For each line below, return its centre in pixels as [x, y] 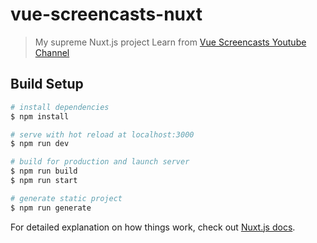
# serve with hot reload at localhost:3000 [102, 134]
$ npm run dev [40, 144]
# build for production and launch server [100, 162]
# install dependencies [60, 107]
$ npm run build [44, 171]
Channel [52, 52]
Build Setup [47, 84]
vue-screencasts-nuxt [106, 14]
